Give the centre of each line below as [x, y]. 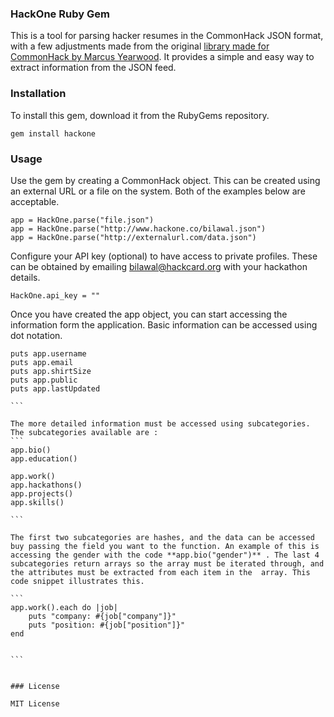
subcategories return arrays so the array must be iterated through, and [167, 563]
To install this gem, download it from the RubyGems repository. [140, 115]
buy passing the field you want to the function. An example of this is [165, 546]
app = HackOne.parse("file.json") [82, 220]
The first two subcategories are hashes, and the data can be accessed [162, 537]
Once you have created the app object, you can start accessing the [149, 314]
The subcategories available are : [84, 432]
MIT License [35, 703]
